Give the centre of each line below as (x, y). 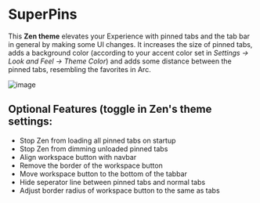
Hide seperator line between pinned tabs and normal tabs (112, 182)
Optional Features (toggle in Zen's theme (110, 109)
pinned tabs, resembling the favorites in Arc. (79, 69)
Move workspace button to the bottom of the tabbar (103, 173)
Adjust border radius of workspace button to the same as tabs (120, 190)
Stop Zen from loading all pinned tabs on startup (97, 140)
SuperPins (43, 14)
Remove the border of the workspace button (91, 165)
